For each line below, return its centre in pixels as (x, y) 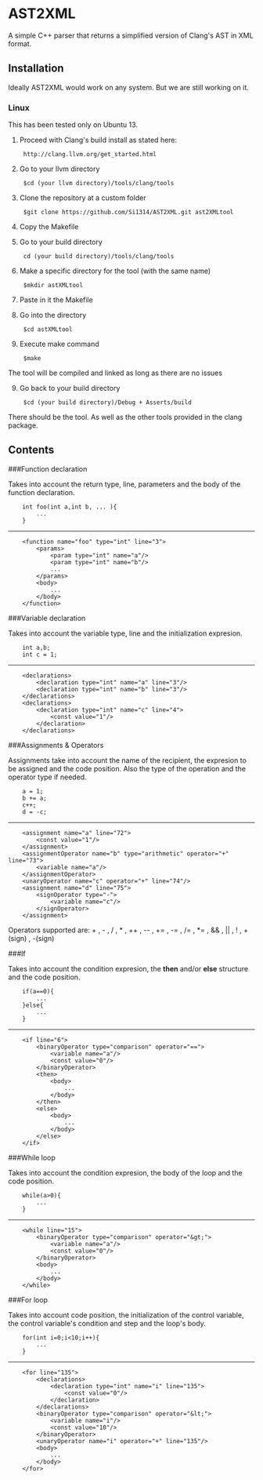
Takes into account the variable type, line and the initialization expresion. (125, 633)
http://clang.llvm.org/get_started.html (90, 155)
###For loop (28, 1300)
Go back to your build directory (70, 388)
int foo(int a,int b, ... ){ (70, 507)
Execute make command (59, 344)
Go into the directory (53, 315)
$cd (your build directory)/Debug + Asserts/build (107, 403)
